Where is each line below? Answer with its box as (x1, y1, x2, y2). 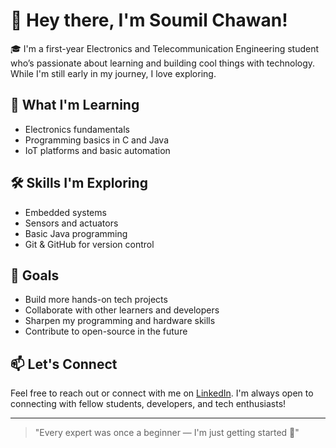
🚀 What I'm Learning (10, 97, 140, 114)
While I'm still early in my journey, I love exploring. (10, 67, 217, 79)
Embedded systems (24, 206, 107, 218)
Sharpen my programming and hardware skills (24, 315, 216, 327)
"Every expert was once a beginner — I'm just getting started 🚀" (34, 427, 300, 439)
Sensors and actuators (24, 217, 119, 229)
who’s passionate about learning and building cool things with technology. (10, 57, 316, 69)
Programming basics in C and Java (24, 134, 169, 146)
